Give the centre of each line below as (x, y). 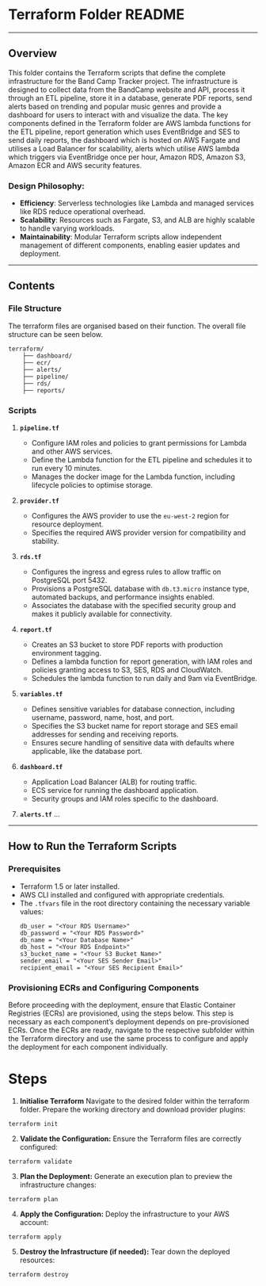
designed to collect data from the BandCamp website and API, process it (127, 90)
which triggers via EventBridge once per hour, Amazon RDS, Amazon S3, (127, 157)
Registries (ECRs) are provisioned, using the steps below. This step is (121, 1013)
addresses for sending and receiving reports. (105, 734)
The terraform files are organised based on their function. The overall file (127, 326)
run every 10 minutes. (66, 469)
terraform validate (40, 1162)
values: (31, 911)
